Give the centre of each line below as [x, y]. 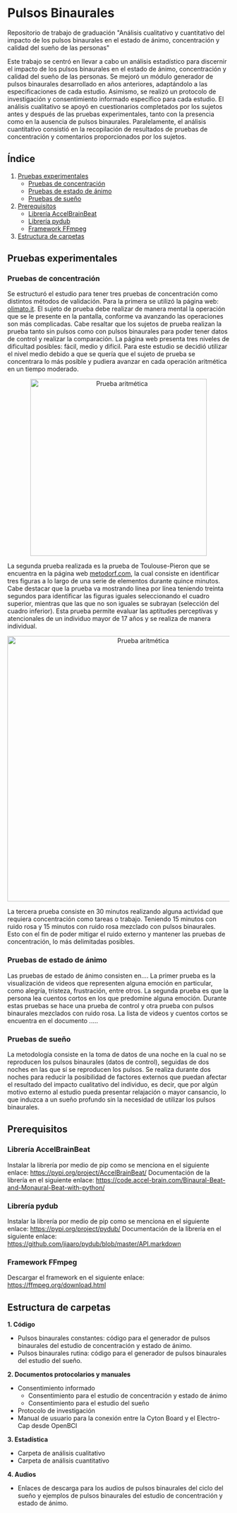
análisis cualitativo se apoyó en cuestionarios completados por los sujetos [115, 106]
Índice [21, 159]
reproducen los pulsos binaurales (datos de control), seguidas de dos [108, 1062]
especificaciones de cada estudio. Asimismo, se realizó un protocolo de [112, 91]
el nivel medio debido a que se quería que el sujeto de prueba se [101, 354]
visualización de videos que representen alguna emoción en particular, [110, 983]
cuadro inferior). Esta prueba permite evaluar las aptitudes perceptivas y [113, 611]
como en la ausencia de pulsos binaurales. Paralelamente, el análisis [107, 121]
